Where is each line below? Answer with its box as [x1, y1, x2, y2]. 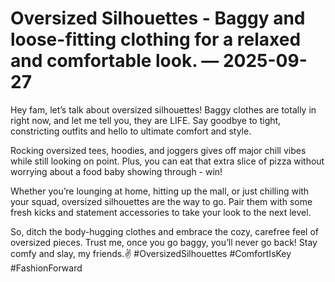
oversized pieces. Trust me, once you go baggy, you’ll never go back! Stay [10, 236, 318, 248]
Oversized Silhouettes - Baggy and [10, 7, 306, 30]
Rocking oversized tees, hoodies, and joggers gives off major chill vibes [10, 144, 307, 156]
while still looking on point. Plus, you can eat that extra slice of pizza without [10, 155, 325, 167]
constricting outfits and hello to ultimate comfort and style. [10, 125, 252, 137]
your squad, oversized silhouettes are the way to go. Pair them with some [10, 195, 313, 207]
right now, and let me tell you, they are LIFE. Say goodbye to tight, [10, 114, 282, 126]
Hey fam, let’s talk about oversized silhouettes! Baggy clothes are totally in [10, 103, 317, 116]
